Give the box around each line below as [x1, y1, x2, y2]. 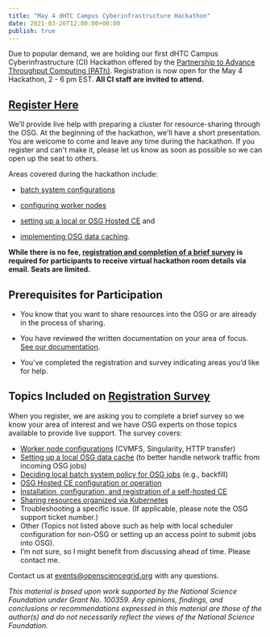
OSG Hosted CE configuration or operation [19, 477, 163, 488]
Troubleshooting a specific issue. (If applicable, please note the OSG [19, 503, 248, 513]
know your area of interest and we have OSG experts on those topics [8, 419, 238, 429]
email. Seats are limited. [8, 264, 91, 274]
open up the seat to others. [8, 154, 99, 164]
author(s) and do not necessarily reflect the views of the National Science [8, 612, 255, 622]
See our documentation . [19, 342, 101, 352]
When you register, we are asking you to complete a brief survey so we [8, 410, 244, 420]
